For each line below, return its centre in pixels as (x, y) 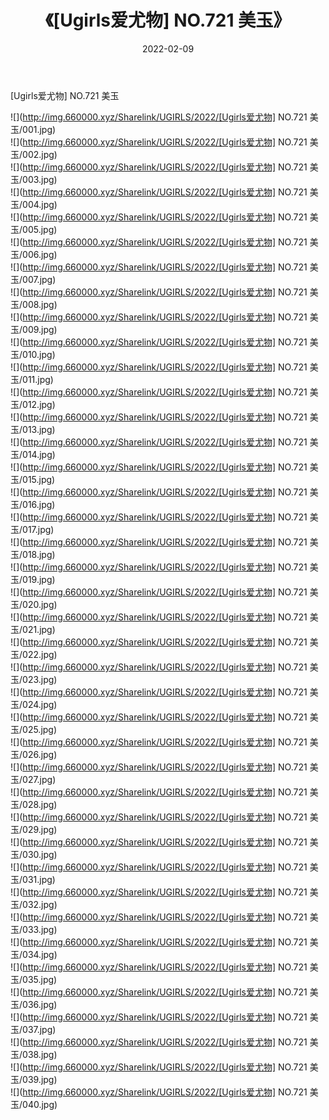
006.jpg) (40, 254)
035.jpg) (40, 979)
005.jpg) (40, 229)
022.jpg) (40, 654)
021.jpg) (39, 629)
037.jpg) (39, 1029)
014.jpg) (39, 454)
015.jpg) (39, 479)
